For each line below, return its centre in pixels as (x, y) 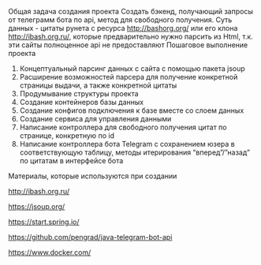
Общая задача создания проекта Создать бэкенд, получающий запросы (131, 11)
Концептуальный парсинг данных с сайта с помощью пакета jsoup (132, 69)
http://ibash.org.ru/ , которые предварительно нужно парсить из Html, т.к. (131, 36)
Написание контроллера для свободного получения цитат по (123, 127)
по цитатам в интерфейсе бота (71, 160)
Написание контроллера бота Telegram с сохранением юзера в (127, 144)
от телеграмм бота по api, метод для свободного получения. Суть (120, 20)
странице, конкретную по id (67, 136)
